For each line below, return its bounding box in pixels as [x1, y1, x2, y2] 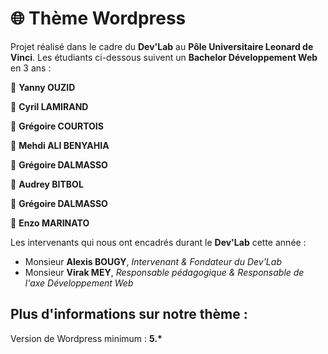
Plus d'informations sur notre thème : [10, 306, 248, 323]
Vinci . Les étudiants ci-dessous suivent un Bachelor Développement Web [10, 51, 318, 63]
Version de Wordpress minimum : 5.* [10, 332, 163, 344]
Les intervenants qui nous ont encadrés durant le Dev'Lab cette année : [10, 236, 307, 248]
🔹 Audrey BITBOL [10, 178, 84, 190]
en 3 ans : [10, 62, 52, 74]
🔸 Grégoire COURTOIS [10, 120, 104, 132]
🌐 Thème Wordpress [10, 7, 187, 30]
